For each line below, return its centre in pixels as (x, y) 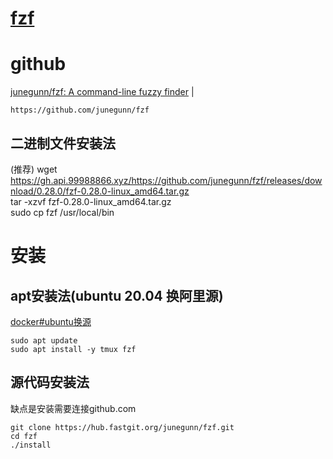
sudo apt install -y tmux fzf (73, 349)
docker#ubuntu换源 (51, 321)
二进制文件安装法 (63, 143)
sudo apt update (44, 340)
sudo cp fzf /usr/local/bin (62, 212)
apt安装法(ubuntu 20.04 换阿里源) (117, 295)
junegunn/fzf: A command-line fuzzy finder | (102, 92)
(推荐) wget (34, 169)
